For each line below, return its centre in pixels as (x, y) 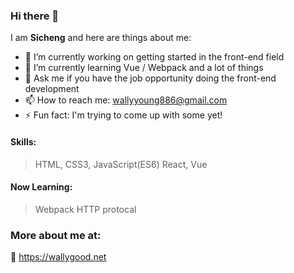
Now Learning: (41, 187)
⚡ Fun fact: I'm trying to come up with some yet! (123, 115)
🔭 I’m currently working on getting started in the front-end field (154, 57)
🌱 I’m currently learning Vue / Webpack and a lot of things (144, 68)
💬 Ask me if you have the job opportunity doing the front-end (150, 78)
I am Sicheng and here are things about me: (101, 38)
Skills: (23, 141)
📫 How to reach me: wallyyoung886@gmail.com (126, 100)
